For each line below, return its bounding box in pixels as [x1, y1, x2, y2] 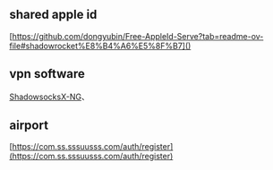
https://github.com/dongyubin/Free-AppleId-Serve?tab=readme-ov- [12, 30, 264, 41]
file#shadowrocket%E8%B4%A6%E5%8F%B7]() [9, 40, 192, 51]
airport [9, 118, 49, 133]
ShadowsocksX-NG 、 [9, 91, 90, 102]
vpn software [9, 66, 85, 81]
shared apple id [9, 7, 98, 22]
